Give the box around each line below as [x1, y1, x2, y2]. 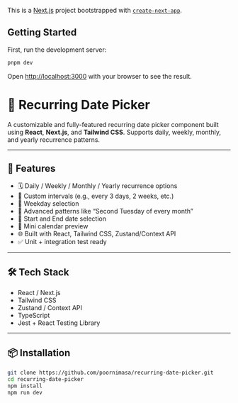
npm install [7, 382, 42, 390]
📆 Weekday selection [17, 199, 79, 208]
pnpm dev [7, 59, 33, 66]
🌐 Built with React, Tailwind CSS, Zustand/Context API [17, 230, 176, 238]
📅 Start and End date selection [17, 214, 106, 223]
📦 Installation [7, 347, 71, 359]
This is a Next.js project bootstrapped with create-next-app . [7, 6, 183, 14]
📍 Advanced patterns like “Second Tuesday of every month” [17, 207, 193, 216]
